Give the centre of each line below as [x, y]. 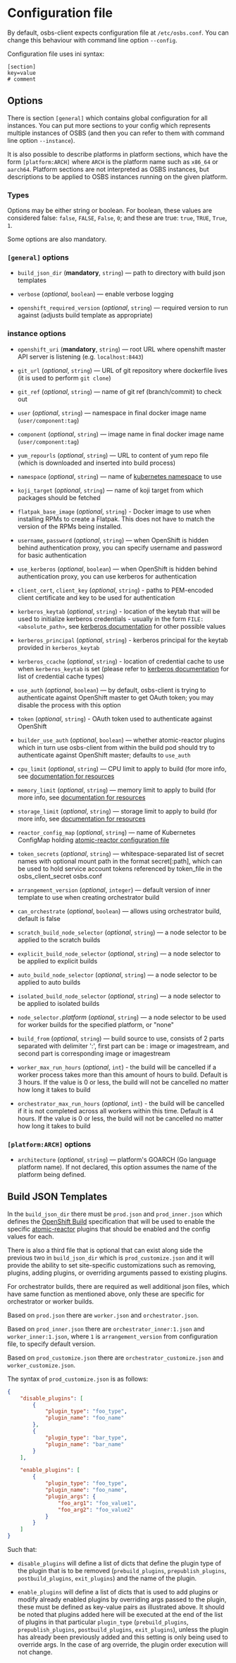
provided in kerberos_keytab [58, 647]
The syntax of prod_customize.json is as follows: [78, 1379]
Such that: [22, 1549]
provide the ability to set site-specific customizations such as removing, [112, 1265]
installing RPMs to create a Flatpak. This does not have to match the [116, 518]
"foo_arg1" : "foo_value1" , [97, 1503]
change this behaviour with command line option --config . [92, 40]
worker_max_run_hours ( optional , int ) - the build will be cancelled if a [117, 1067]
